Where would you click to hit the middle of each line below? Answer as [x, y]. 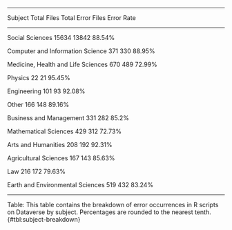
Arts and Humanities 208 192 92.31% [60, 145]
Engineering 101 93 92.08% [46, 91]
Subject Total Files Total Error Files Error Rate [71, 18]
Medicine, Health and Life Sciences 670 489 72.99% [82, 64]
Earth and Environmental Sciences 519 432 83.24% [80, 185]
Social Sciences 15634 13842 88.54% [61, 38]
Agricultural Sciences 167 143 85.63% [61, 158]
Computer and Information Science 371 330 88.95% [81, 51]
